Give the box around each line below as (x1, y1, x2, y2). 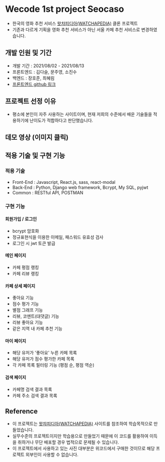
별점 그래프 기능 (12, 307, 43, 313)
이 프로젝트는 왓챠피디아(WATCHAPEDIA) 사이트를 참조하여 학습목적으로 (12, 421, 153, 427)
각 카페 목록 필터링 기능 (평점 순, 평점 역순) (12, 362, 95, 368)
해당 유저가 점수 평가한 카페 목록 (12, 356, 75, 362)
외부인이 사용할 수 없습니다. (25, 452, 79, 458)
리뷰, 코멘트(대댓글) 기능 (12, 313, 59, 319)
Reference (5, 407, 38, 416)
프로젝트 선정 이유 (5, 97, 56, 106)
